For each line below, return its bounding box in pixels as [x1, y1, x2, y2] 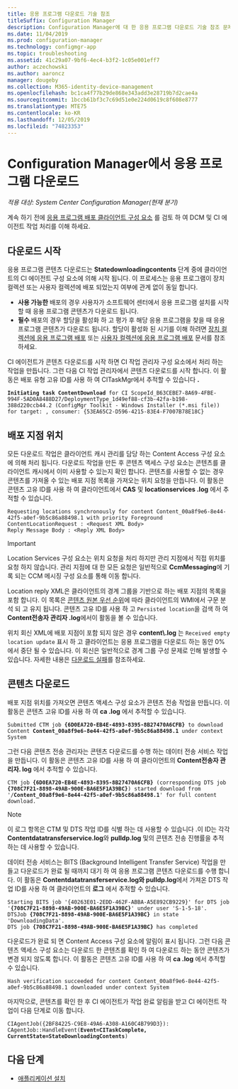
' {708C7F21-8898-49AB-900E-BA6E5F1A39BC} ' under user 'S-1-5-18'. [7, 904, 208, 912]
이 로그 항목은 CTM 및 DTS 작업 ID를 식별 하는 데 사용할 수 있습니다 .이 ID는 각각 [7, 825, 230, 833]
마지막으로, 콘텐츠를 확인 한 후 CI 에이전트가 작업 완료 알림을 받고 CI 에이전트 [7, 997, 220, 1006]
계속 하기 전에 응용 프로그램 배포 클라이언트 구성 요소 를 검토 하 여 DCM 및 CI [7, 213, 220, 222]
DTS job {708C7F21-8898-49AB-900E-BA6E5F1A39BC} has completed [7, 923, 198, 930]
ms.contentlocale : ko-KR [7, 109, 81, 117]
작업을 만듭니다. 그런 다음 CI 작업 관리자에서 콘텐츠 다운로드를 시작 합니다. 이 [7, 367, 220, 375]
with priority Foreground [86, 515, 163, 522]
